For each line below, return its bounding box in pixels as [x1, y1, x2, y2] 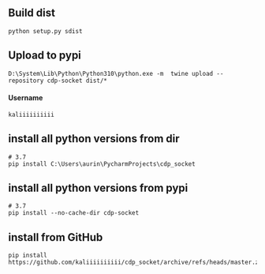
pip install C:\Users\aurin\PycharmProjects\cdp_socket [8, 160, 196, 168]
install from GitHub [8, 231, 103, 244]
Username [8, 93, 43, 103]
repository [8, 77, 44, 84]
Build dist [8, 6, 55, 20]
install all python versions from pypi [8, 182, 188, 195]
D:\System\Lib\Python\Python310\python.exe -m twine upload [8, 69, 214, 77]
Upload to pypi [8, 49, 81, 62]
